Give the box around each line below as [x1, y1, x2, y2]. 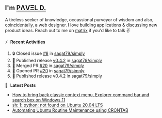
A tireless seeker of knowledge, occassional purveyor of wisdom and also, [5, 17, 154, 22]
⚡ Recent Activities [5, 39, 46, 45]
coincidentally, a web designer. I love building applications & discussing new [5, 22, 158, 28]
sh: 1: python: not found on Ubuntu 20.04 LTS [12, 102, 103, 108]
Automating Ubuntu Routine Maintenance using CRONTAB [12, 107, 129, 113]
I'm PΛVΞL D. [5, 4, 46, 12]
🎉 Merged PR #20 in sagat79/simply [12, 63, 84, 68]
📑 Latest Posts [5, 82, 36, 88]
